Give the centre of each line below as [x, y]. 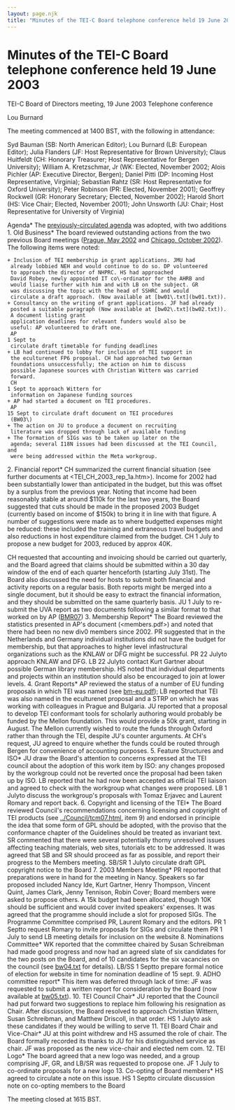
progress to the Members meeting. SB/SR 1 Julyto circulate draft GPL [107, 863]
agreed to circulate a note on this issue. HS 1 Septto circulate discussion [111, 1078]
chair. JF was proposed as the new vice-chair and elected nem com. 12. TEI [116, 1048]
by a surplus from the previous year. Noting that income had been [102, 492]
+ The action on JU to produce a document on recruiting [92, 426]
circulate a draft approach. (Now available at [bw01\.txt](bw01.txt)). [119, 297]
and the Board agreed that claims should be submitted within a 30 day [108, 565]
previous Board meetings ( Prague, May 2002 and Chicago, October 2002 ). [115, 240]
